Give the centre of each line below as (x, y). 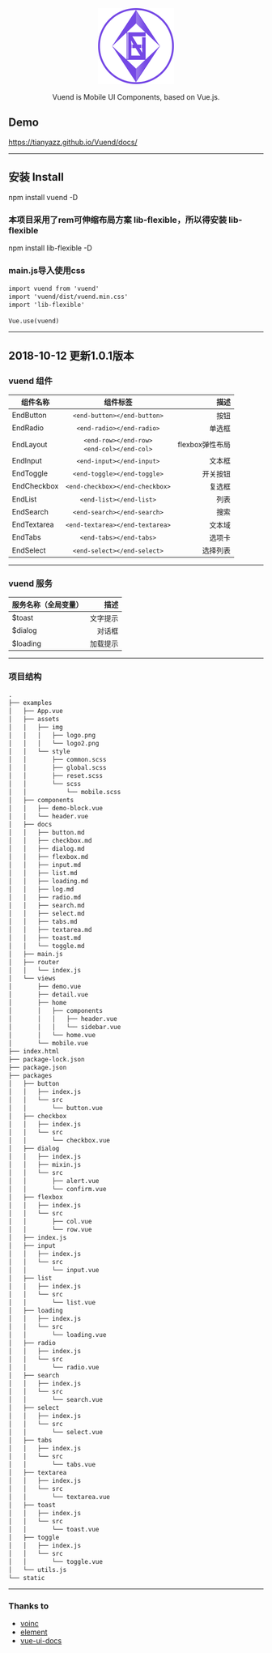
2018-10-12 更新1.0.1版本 (71, 355)
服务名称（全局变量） (47, 604)
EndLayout (30, 444)
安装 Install (36, 177)
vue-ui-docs (41, 1641)
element (34, 1632)
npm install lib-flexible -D (51, 248)
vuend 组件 (30, 381)
